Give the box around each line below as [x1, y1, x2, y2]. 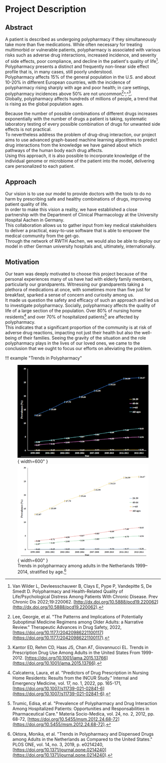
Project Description [5, 3, 86, 15]
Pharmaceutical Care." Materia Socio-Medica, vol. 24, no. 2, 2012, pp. [12, 711, 155, 716]
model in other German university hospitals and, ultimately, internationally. [5, 244, 156, 250]
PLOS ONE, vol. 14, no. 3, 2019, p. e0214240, [12, 741, 104, 747]
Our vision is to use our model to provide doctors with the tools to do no [5, 191, 152, 197]
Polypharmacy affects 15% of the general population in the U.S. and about [5, 74, 156, 80]
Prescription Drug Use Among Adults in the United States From [12, 650, 141, 656]
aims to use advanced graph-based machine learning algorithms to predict [5, 137, 158, 143]
